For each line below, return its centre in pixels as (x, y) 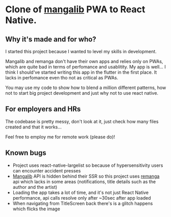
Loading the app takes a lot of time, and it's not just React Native (81, 192)
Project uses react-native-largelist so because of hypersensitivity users (88, 165)
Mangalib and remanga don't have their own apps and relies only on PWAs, (84, 61)
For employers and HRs (43, 109)
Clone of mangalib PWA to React (75, 9)
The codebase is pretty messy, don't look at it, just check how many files (82, 121)
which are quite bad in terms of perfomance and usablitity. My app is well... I (86, 67)
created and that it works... (34, 127)
